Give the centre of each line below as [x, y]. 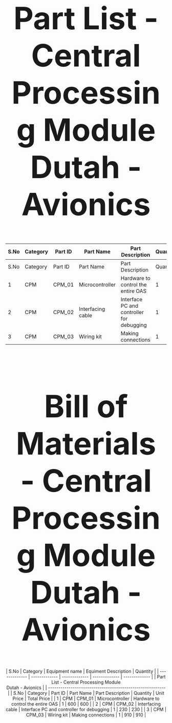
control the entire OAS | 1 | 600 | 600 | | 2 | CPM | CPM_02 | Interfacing [86, 704]
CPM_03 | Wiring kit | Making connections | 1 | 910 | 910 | [86, 715]
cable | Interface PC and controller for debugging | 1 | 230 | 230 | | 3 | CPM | [86, 710]
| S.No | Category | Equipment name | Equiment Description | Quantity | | [82, 671]
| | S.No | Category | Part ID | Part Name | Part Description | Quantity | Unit [86, 693]
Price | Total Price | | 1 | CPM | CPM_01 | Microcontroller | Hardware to [86, 699]
